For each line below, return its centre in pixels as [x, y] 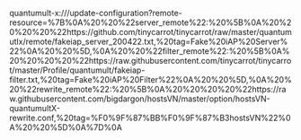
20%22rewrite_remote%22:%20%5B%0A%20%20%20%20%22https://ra [148, 89]
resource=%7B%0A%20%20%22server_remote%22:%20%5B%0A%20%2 [150, 22]
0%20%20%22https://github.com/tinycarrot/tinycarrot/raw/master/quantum [150, 32]
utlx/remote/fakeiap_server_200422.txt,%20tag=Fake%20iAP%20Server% [149, 41]
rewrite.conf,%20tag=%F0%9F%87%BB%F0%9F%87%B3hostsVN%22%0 [150, 118]
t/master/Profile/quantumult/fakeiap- [77, 70]
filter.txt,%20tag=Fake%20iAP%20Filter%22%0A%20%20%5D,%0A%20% [150, 79]
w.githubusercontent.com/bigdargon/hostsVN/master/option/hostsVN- [140, 99]
